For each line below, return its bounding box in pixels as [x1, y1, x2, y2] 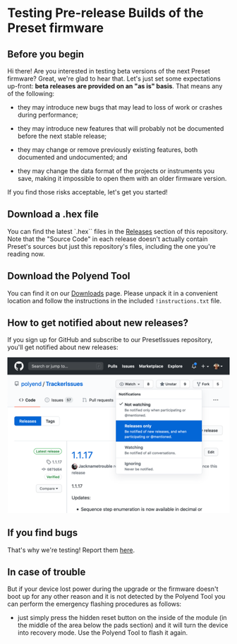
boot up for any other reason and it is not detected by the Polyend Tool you [7, 592, 226, 601]
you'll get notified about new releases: [7, 343, 119, 351]
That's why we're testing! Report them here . [7, 546, 135, 554]
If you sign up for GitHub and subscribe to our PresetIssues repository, [7, 336, 213, 344]
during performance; [17, 111, 78, 119]
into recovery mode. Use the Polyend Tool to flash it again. [17, 628, 188, 637]
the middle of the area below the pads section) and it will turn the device [17, 621, 229, 630]
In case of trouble [7, 566, 86, 578]
